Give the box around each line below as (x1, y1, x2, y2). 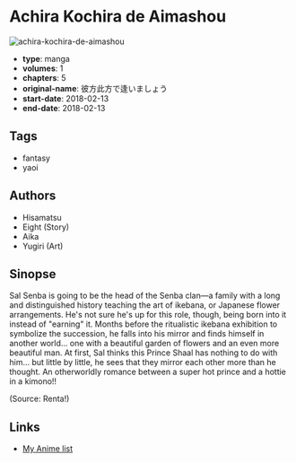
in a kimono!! (9, 376, 57, 387)
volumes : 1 (22, 63, 64, 74)
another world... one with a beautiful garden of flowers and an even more (9, 338, 280, 349)
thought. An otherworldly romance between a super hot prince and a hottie (9, 366, 287, 378)
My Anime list (22, 443, 74, 454)
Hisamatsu (22, 212, 63, 223)
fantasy (22, 153, 51, 163)
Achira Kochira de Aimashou (9, 6, 227, 27)
